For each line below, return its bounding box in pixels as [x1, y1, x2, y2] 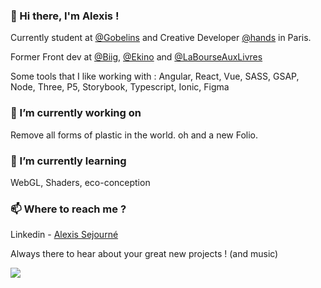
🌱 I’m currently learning [10, 154, 127, 168]
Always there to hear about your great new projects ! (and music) [10, 248, 279, 260]
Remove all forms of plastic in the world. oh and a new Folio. [10, 129, 259, 141]
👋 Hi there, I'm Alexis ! [10, 9, 120, 23]
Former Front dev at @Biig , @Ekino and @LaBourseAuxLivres [10, 51, 263, 63]
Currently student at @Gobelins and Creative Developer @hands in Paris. [10, 32, 312, 44]
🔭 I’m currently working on [10, 106, 142, 120]
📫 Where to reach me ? [10, 202, 127, 216]
